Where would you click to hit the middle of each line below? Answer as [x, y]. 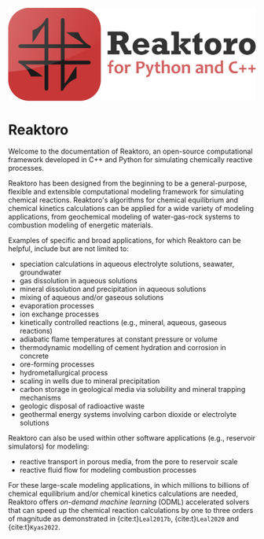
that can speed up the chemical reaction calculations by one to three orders [131, 511]
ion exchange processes [59, 314]
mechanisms [40, 398]
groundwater [40, 272]
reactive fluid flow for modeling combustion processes [108, 470]
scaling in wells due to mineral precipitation [90, 381]
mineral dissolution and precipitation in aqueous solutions [113, 289]
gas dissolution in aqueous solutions [78, 281]
